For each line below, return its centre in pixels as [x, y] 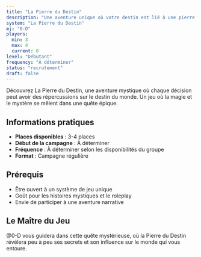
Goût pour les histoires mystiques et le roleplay [73, 196]
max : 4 [20, 46]
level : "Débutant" [29, 57]
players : [17, 34]
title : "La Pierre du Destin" [44, 12]
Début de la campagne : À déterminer [62, 143]
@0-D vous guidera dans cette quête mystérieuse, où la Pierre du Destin [96, 235]
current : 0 [25, 51]
